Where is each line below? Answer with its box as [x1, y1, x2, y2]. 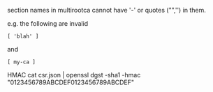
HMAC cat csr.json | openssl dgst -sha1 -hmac [7, 71, 141, 79]
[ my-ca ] [7, 59, 36, 66]
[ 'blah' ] [7, 33, 39, 40]
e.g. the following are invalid [7, 20, 89, 27]
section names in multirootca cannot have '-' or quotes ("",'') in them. [7, 6, 206, 14]
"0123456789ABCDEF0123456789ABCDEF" [7, 78, 135, 86]
